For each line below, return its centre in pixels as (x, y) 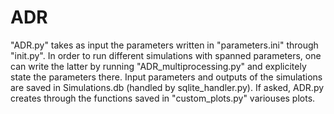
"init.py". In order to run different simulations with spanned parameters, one (166, 55)
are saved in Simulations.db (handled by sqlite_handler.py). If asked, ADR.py (167, 87)
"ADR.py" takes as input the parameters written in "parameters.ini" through (164, 45)
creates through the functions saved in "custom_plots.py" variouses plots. (163, 98)
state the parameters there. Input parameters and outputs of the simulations (166, 77)
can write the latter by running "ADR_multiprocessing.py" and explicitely (158, 66)
